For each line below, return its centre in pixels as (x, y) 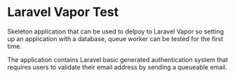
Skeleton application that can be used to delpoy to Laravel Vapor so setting (116, 31)
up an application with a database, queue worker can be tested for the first (115, 38)
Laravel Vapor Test (63, 12)
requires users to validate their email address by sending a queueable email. (117, 67)
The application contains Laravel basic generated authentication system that (118, 59)
